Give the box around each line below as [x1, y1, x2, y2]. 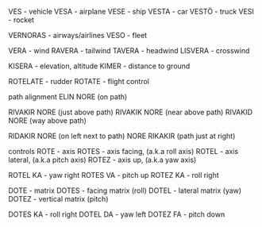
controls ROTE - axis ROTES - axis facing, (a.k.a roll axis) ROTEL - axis [8, 147, 239, 156]
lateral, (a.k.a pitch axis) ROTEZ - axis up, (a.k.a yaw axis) [8, 155, 197, 164]
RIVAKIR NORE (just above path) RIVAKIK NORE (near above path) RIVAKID [8, 107, 252, 117]
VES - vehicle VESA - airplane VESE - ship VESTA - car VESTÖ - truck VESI [8, 7, 254, 16]
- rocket [8, 15, 34, 25]
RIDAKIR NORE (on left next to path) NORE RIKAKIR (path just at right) [8, 131, 236, 140]
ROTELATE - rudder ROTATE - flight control [8, 77, 149, 86]
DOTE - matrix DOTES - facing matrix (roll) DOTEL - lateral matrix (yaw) [8, 186, 242, 195]
